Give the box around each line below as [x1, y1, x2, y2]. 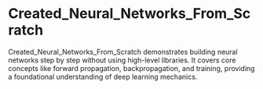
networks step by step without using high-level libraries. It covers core [8, 55, 236, 65]
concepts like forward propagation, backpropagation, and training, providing [8, 63, 255, 73]
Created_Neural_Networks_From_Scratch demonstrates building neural [8, 47, 238, 56]
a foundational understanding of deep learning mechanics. [8, 72, 198, 81]
